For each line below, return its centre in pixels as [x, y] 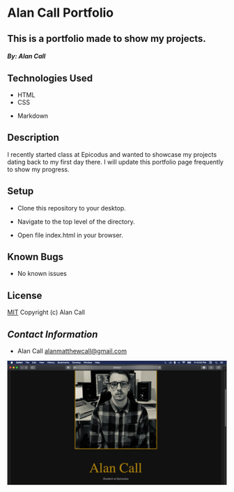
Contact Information [53, 334]
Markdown [33, 116]
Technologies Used [50, 78]
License [25, 295]
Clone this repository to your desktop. [72, 208]
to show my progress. [38, 169]
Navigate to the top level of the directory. [76, 222]
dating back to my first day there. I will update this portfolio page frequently [116, 162]
